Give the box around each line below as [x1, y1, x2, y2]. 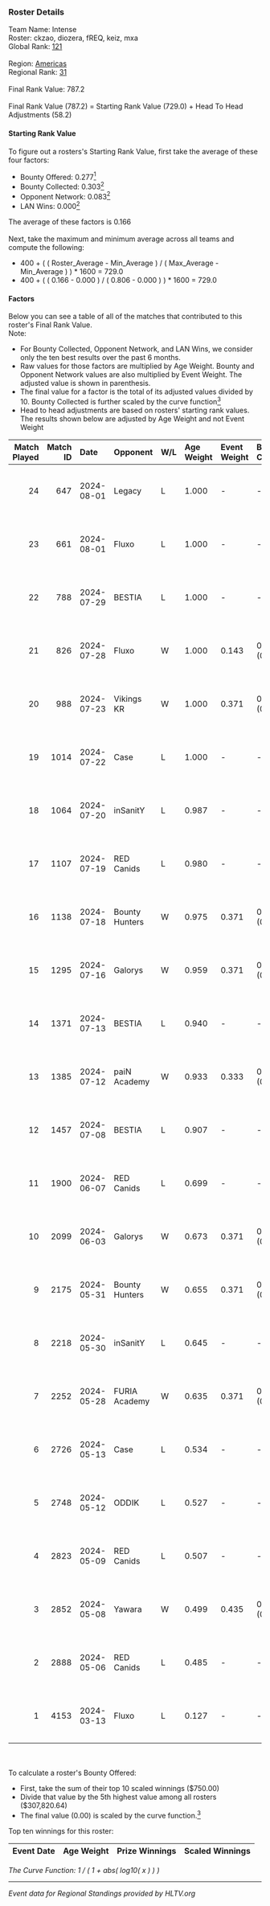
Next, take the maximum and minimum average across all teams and [8, 234, 235, 244]
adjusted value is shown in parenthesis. [19, 379, 151, 388]
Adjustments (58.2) [8, 110, 72, 120]
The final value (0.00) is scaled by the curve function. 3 [19, 1809, 201, 1820]
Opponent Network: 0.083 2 [19, 190, 111, 201]
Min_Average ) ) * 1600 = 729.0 [19, 267, 124, 277]
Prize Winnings [116, 1845, 177, 1856]
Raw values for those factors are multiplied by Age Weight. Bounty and [19, 361, 255, 371]
